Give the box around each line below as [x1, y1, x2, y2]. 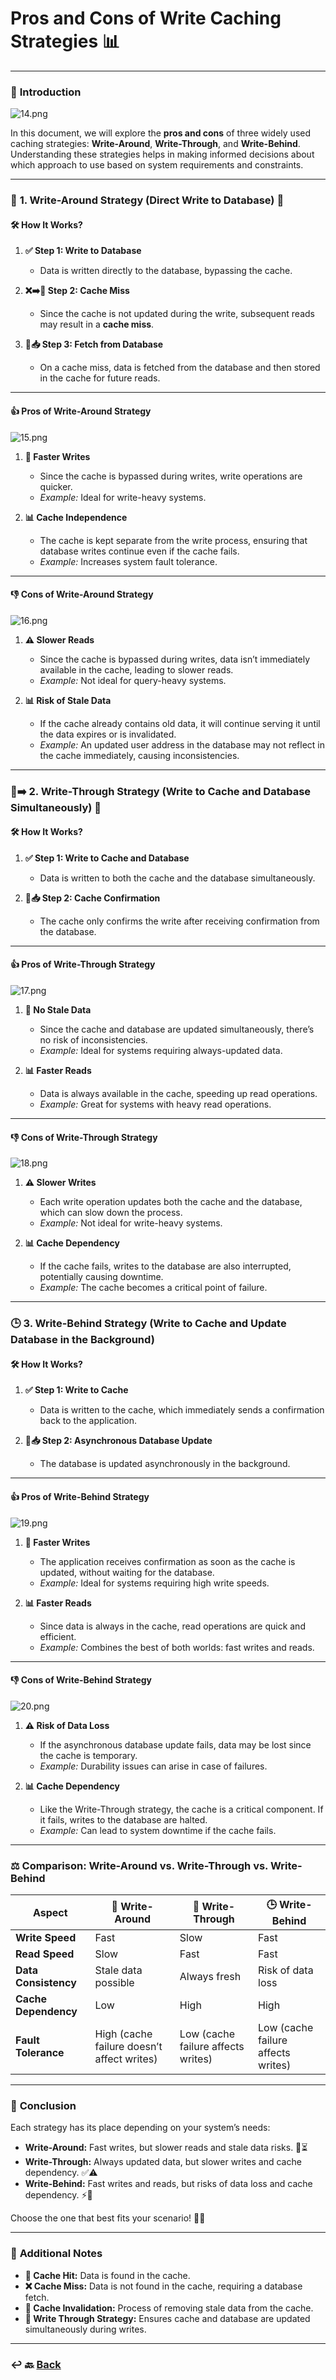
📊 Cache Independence [24, 511, 128, 523]
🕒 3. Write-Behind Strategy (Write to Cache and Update [10, 1317, 287, 1331]
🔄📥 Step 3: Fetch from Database [24, 338, 164, 351]
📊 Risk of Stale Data [24, 694, 112, 706]
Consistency [15, 1976, 77, 1990]
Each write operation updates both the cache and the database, [39, 1196, 303, 1208]
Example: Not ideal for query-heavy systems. [39, 674, 227, 686]
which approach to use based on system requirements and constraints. [10, 159, 304, 171]
